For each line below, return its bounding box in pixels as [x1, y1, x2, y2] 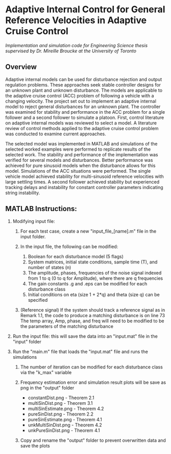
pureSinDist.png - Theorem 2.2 [28, 411, 93, 417]
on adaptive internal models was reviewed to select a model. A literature [5, 119, 157, 126]
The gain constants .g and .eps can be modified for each [28, 280, 148, 286]
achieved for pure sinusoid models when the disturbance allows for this [5, 162, 156, 169]
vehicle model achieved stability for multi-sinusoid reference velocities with [5, 173, 164, 179]
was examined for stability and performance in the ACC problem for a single [5, 109, 165, 115]
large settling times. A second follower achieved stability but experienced [5, 178, 160, 185]
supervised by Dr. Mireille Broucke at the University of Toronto [5, 48, 137, 54]
